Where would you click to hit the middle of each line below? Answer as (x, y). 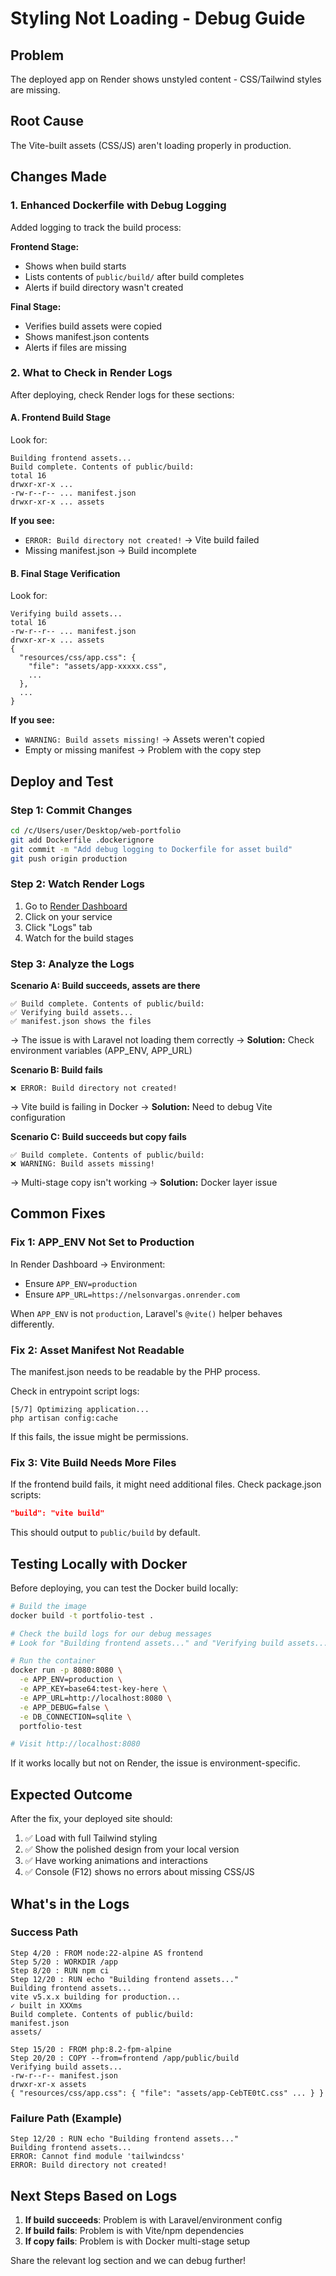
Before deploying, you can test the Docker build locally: (124, 1588)
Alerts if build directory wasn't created (104, 287)
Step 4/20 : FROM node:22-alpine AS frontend (106, 1953)
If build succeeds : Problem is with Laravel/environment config (153, 2219)
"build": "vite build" (57, 1513)
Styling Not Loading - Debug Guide (158, 18)
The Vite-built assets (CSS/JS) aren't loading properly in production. (151, 145)
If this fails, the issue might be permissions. (99, 1436)
